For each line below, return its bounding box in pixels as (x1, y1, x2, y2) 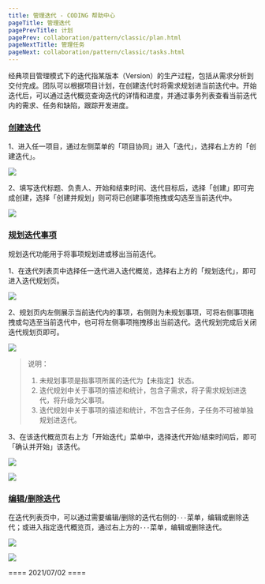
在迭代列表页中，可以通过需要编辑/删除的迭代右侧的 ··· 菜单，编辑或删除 (8, 512, 243, 522)
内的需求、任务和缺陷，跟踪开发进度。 (8, 100, 132, 110)
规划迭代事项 (8, 230, 58, 241)
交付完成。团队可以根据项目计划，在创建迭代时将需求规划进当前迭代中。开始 (8, 81, 257, 90)
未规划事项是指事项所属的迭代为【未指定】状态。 (39, 375, 199, 385)
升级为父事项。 (60, 395, 109, 405)
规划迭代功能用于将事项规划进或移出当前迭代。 (8, 249, 160, 258)
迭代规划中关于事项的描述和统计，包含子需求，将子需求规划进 (39, 385, 241, 395)
